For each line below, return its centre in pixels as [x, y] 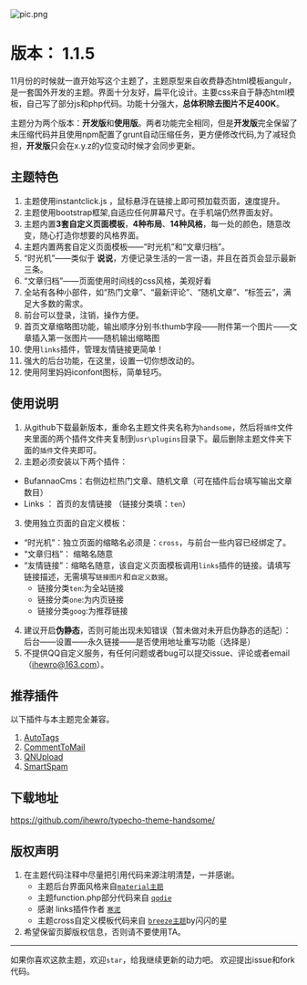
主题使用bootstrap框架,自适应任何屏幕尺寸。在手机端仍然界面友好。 [151, 212]
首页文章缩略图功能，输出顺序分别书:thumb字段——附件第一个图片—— [156, 326]
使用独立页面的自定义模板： [76, 523]
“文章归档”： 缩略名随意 [68, 554]
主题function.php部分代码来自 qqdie [104, 897]
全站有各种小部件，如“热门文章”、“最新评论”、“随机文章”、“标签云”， [153, 292]
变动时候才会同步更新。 [156, 145]
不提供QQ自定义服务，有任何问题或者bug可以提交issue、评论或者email [157, 653]
